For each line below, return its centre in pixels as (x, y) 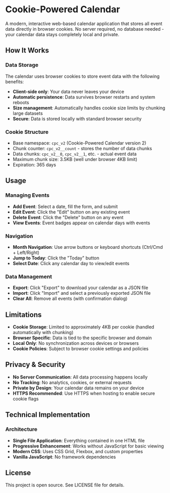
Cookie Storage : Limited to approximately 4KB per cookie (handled (83, 327)
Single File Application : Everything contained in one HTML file (79, 440)
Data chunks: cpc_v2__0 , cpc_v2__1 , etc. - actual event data (75, 154)
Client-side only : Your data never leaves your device (68, 91)
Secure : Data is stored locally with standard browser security (77, 119)
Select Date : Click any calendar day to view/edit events (71, 263)
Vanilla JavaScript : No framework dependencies (64, 457)
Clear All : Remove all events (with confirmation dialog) (70, 299)
